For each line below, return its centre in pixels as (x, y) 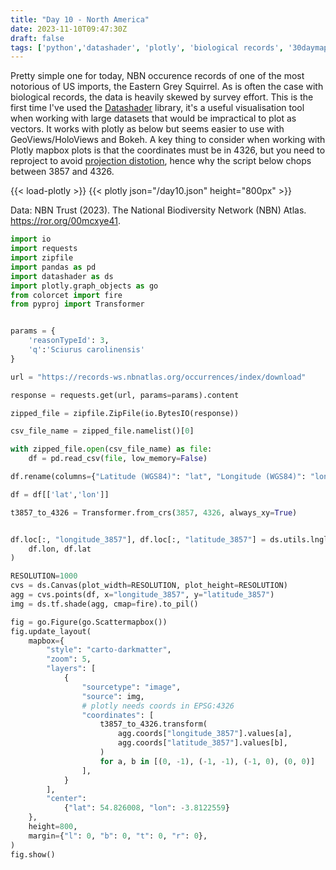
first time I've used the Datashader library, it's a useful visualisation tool (157, 108)
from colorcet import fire (66, 295)
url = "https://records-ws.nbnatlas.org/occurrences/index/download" (158, 377)
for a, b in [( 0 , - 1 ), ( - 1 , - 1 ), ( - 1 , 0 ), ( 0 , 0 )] (207, 761)
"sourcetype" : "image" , (131, 687)
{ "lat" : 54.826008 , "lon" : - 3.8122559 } (146, 808)
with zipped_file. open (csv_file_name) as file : (111, 449)
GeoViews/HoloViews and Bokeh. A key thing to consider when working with (168, 140)
